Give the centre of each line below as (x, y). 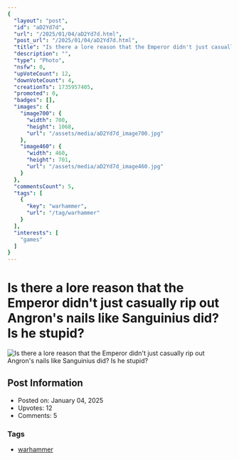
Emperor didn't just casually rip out (113, 303)
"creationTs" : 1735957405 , (54, 87)
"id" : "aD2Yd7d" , (39, 27)
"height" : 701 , (49, 160)
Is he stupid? (46, 333)
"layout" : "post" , (41, 21)
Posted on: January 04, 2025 (60, 400)
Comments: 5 (37, 415)
